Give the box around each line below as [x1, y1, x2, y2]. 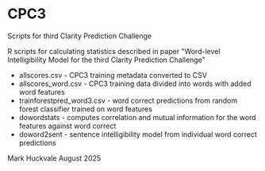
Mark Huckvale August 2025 [7, 153, 102, 163]
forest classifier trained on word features [18, 104, 152, 114]
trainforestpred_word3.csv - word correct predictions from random [18, 95, 238, 105]
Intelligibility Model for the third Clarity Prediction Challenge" [7, 55, 205, 64]
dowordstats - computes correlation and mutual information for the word [18, 112, 256, 122]
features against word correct [18, 121, 117, 130]
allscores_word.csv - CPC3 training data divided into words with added [18, 79, 252, 88]
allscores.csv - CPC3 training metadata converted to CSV [18, 70, 208, 80]
